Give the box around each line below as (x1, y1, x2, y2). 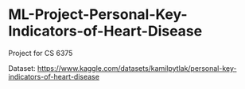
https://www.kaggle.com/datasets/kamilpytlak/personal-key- (37, 63, 237, 72)
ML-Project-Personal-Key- (8, 6, 189, 24)
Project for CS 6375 (8, 48, 73, 57)
